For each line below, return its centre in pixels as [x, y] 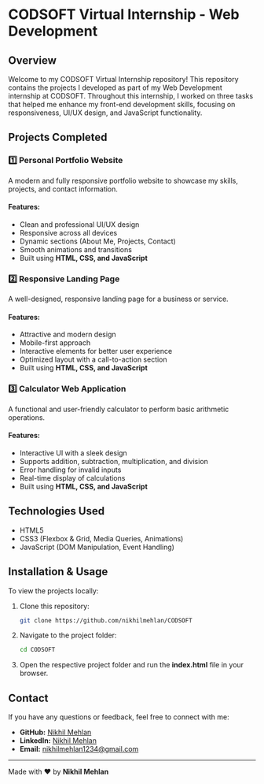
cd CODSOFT [37, 650]
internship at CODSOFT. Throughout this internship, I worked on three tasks [131, 96]
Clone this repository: [54, 606]
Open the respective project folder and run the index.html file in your [132, 665]
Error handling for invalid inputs [70, 470]
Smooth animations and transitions [75, 249]
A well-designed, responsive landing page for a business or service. [119, 299]
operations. [27, 417]
